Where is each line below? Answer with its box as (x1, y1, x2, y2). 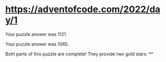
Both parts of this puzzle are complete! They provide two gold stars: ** (5, 51, 153, 57)
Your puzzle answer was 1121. (5, 31, 68, 37)
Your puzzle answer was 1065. (5, 41, 70, 47)
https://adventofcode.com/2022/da (5, 4, 161, 15)
